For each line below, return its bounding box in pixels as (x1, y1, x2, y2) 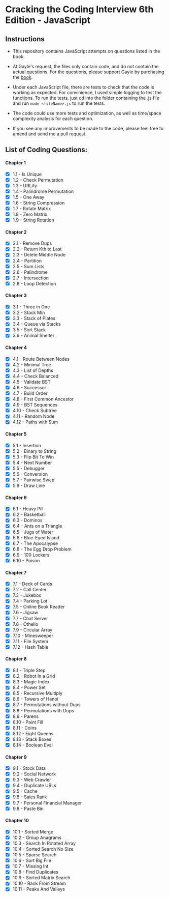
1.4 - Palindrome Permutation (12, 188, 74, 194)
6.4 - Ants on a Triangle (12, 523, 62, 529)
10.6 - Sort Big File (12, 857, 52, 863)
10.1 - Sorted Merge (12, 828, 54, 835)
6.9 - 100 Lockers (12, 552, 50, 558)
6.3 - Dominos (12, 517, 43, 524)
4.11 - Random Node (12, 413, 55, 419)
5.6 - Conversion (12, 471, 48, 477)
